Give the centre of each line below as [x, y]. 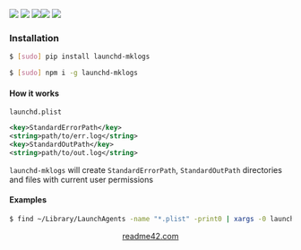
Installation [34, 38]
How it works [34, 93]
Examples [28, 200]
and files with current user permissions [82, 179]
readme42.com [150, 236]
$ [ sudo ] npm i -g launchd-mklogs [74, 73]
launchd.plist [36, 112]
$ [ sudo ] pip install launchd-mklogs [80, 57]
